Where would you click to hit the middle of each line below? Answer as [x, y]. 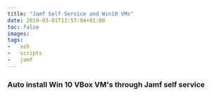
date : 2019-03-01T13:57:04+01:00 [56, 20]
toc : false [23, 27]
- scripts [25, 54]
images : [19, 34]
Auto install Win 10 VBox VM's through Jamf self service [106, 84]
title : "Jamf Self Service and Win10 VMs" [70, 14]
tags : [15, 40]
